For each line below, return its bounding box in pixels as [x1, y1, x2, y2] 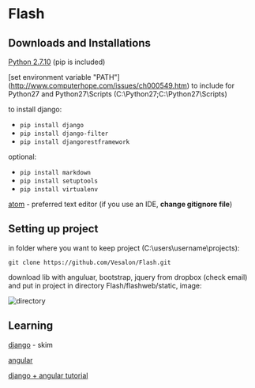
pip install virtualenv [19, 186, 99, 194]
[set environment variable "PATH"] [8, 73, 120, 81]
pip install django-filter [19, 130, 109, 137]
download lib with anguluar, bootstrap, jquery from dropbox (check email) [8, 272, 248, 281]
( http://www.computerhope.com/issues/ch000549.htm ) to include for [8, 81, 235, 90]
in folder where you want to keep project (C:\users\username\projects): [8, 243, 240, 253]
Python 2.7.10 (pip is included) [8, 57, 106, 66]
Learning [8, 319, 54, 333]
